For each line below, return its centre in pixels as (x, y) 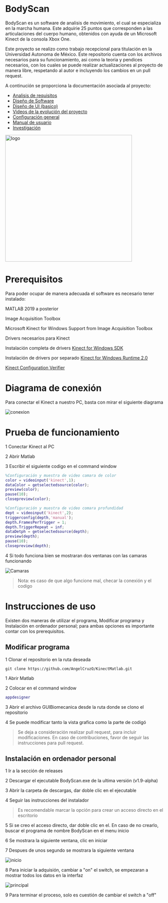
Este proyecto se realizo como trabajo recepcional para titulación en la (79, 49)
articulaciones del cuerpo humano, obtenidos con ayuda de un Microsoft (81, 33)
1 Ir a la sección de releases (34, 771)
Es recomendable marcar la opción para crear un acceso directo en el (90, 810)
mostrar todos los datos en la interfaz (44, 876)
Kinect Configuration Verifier (35, 368)
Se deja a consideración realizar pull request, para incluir (77, 732)
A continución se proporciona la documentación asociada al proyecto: (78, 85)
